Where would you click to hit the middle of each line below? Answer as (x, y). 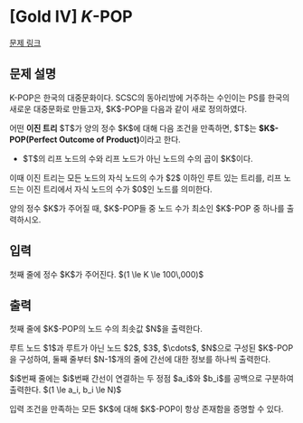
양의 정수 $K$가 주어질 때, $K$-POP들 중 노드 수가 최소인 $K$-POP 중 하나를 (147, 208)
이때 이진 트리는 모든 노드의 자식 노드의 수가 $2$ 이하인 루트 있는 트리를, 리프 (146, 177)
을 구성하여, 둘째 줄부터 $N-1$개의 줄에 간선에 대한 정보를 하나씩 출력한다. (140, 360)
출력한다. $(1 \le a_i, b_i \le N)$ (66, 390)
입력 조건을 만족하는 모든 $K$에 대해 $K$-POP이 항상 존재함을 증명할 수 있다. (147, 409)
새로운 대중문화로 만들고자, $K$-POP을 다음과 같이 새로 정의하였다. (128, 108)
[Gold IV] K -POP (71, 17)
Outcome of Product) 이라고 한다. (119, 139)
